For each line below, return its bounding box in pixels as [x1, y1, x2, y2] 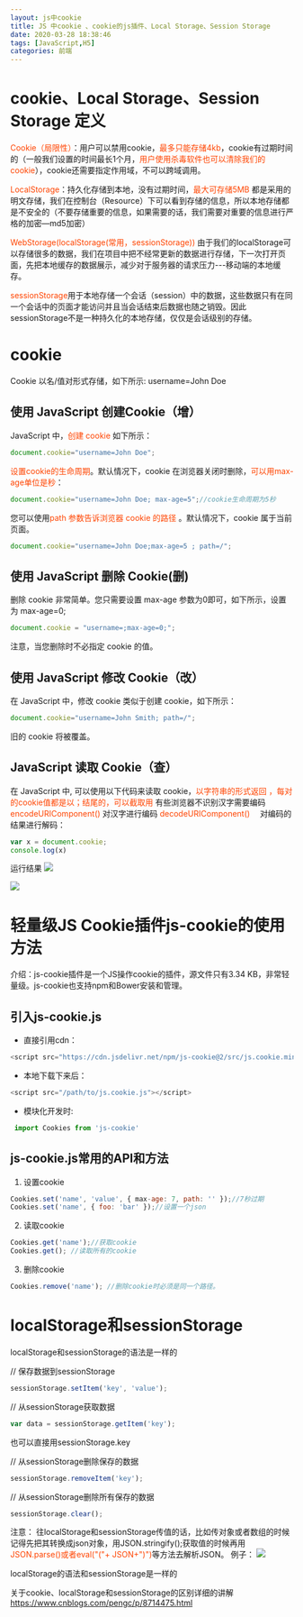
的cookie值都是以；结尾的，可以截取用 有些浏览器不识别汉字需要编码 [10, 797, 266, 808]
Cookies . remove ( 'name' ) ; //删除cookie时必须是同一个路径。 [10, 1282, 219, 1292]
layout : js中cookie [10, 13, 82, 23]
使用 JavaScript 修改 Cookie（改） [10, 670, 204, 685]
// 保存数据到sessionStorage [10, 1366, 116, 1376]
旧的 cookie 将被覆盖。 [10, 731, 95, 742]
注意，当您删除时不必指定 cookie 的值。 [10, 641, 158, 652]
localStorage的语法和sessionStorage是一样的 [10, 1568, 178, 1579]
